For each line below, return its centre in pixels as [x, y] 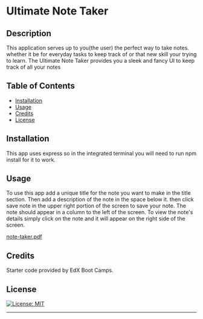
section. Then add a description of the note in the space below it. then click [100, 200]
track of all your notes [34, 67]
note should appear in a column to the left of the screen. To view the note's [100, 212]
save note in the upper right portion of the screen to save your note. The [96, 206]
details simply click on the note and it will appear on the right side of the [96, 219]
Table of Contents [41, 86]
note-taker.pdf [24, 237]
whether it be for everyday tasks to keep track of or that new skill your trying [101, 54]
